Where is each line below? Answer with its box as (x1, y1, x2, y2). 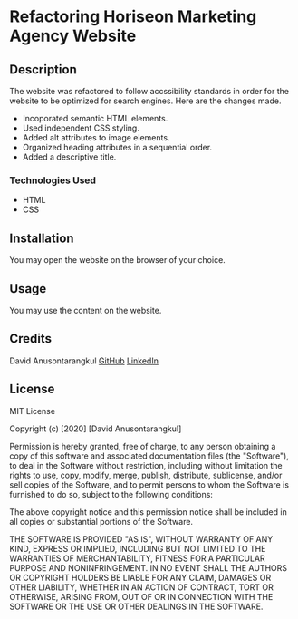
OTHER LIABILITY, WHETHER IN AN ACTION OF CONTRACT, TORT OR (9, 582, 274, 593)
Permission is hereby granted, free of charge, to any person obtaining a (9, 440, 276, 451)
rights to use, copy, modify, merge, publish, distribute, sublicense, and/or (9, 469, 283, 480)
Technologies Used (9, 174, 97, 187)
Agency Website (9, 25, 137, 46)
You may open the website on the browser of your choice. (9, 255, 226, 266)
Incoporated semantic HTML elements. (22, 113, 168, 123)
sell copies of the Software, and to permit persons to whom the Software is (9, 479, 290, 490)
